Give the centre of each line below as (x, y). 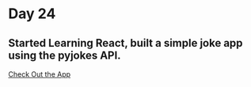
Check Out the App (40, 74)
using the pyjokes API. (65, 55)
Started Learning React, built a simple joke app (125, 43)
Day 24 (32, 14)
